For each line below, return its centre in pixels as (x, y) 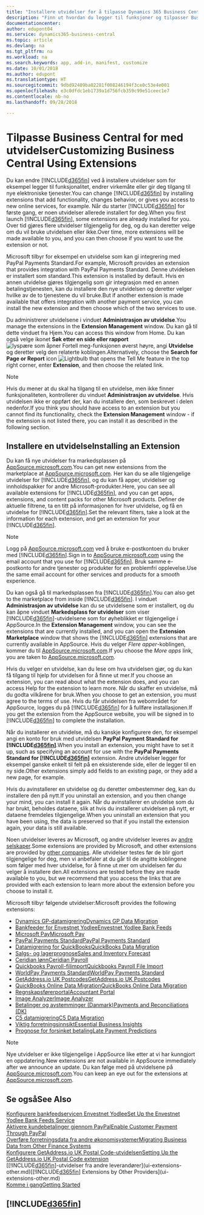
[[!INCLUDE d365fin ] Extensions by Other (81, 1172)
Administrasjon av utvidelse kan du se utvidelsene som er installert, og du (100, 606)
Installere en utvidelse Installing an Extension (93, 446)
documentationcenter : (34, 23)
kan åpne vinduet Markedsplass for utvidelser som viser (78, 612)
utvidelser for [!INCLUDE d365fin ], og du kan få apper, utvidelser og (91, 480)
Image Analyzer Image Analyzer (54, 998)
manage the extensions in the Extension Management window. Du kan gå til (102, 326)
